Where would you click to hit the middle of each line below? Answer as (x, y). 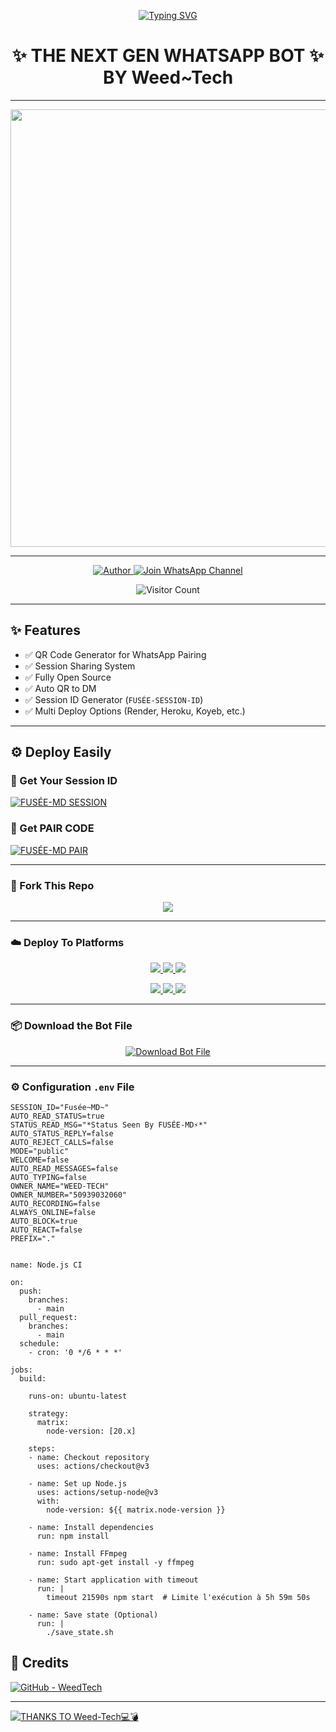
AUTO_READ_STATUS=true (57, 1116)
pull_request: (48, 1317)
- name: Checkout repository (89, 1457)
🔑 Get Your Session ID (64, 781)
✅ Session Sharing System (80, 666)
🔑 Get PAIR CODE (52, 828)
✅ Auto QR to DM (60, 688)
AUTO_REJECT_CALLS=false (62, 1142)
